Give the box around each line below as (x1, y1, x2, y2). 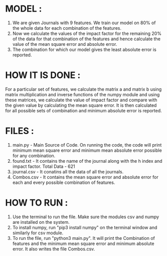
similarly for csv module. (12, 230, 64, 236)
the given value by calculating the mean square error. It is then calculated (5, 102, 157, 108)
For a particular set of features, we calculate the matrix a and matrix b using (5, 86, 162, 92)
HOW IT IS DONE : (5, 70, 81, 81)
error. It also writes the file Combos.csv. (12, 245, 95, 252)
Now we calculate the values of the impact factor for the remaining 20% (12, 30, 162, 36)
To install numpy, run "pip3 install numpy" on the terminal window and (12, 224, 157, 230)
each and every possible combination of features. (12, 179, 115, 185)
